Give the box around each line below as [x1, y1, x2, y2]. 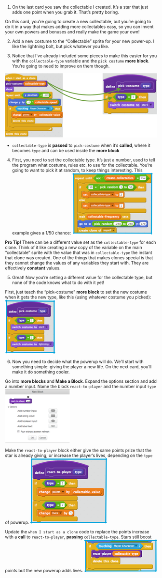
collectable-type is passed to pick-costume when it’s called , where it [12, 142, 150, 148]
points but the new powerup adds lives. [5, 568, 83, 573]
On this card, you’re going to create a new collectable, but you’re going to [5, 19, 151, 24]
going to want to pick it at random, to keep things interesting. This [12, 167, 143, 173]
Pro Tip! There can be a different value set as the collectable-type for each [5, 239, 156, 245]
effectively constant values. [5, 265, 61, 271]
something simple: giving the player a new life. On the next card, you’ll [12, 364, 152, 370]
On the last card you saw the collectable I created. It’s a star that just [12, 4, 148, 10]
